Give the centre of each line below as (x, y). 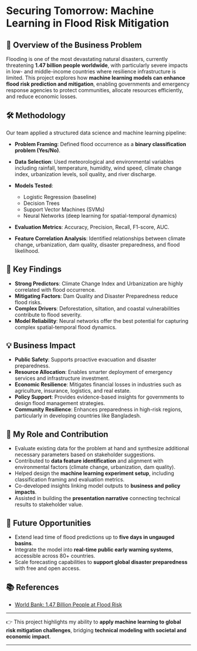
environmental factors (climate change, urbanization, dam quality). (95, 467)
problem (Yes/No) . (37, 150)
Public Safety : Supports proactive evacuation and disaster (85, 360)
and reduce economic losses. (42, 96)
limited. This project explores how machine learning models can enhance (96, 78)
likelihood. (27, 251)
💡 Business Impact (41, 345)
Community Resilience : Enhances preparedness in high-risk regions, (98, 410)
